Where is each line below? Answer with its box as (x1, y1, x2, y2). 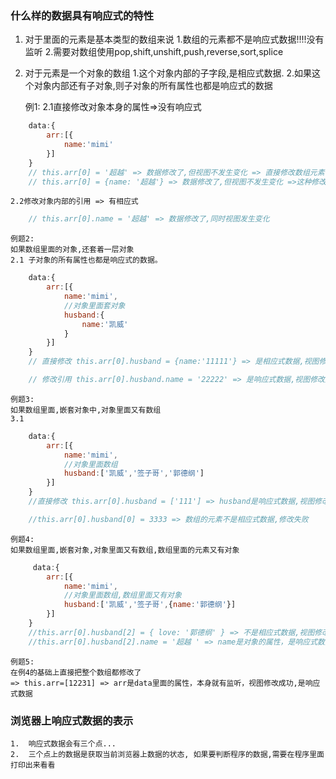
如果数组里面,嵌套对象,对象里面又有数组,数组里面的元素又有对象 (10, 545, 240, 555)
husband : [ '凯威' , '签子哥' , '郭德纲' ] (63, 468, 205, 479)
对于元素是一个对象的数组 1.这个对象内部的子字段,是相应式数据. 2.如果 (24, 67, 313, 79)
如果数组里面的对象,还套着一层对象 (10, 245, 135, 255)
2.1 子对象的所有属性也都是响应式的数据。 (10, 255, 163, 266)
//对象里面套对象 (63, 300, 126, 311)
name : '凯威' (81, 319, 129, 329)
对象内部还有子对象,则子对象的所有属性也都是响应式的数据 (33, 80, 273, 92)
